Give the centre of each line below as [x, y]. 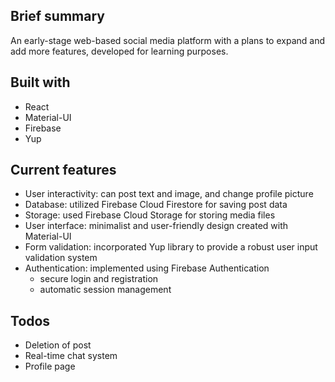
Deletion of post [58, 345]
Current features [63, 170]
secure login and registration [99, 279]
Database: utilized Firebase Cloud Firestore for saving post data [156, 205]
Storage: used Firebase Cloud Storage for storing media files [150, 215]
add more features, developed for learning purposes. [119, 51]
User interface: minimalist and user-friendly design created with [156, 226]
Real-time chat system [71, 356]
